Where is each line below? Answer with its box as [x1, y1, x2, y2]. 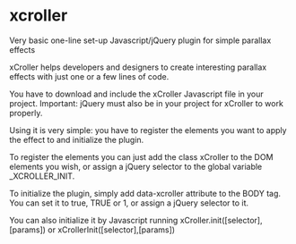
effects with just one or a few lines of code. [9, 71, 170, 81]
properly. [9, 107, 43, 118]
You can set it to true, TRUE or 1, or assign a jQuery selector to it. [9, 198, 249, 208]
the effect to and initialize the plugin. [9, 134, 144, 145]
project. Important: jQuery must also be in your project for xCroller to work [9, 97, 284, 108]
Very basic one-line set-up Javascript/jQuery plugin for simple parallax [9, 35, 272, 46]
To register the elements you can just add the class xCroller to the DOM [9, 151, 274, 162]
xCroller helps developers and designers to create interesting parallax [9, 62, 267, 72]
